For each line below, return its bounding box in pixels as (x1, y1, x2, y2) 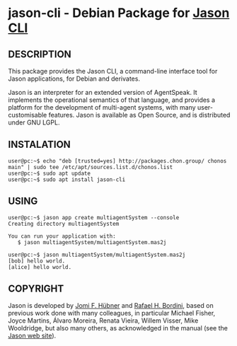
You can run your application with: (8, 232, 116, 240)
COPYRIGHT (8, 283, 64, 295)
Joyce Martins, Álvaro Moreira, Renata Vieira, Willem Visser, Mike (8, 316, 199, 325)
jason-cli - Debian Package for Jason (8, 5, 230, 21)
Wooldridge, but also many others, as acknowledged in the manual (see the (8, 324, 229, 333)
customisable (8, 111, 47, 119)
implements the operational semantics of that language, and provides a (8, 96, 215, 104)
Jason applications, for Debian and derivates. (8, 74, 141, 83)
